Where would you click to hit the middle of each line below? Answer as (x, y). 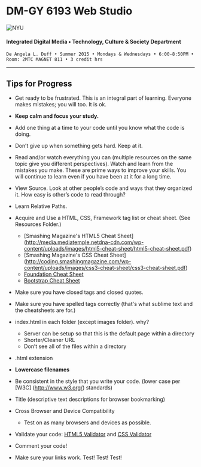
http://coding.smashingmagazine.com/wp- (79, 261)
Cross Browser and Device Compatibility (65, 411)
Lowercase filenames (42, 369)
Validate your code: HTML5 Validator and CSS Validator (83, 434)
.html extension (34, 358)
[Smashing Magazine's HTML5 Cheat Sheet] (79, 236)
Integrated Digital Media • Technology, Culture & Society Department (94, 41)
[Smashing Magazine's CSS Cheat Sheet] (75, 255)
